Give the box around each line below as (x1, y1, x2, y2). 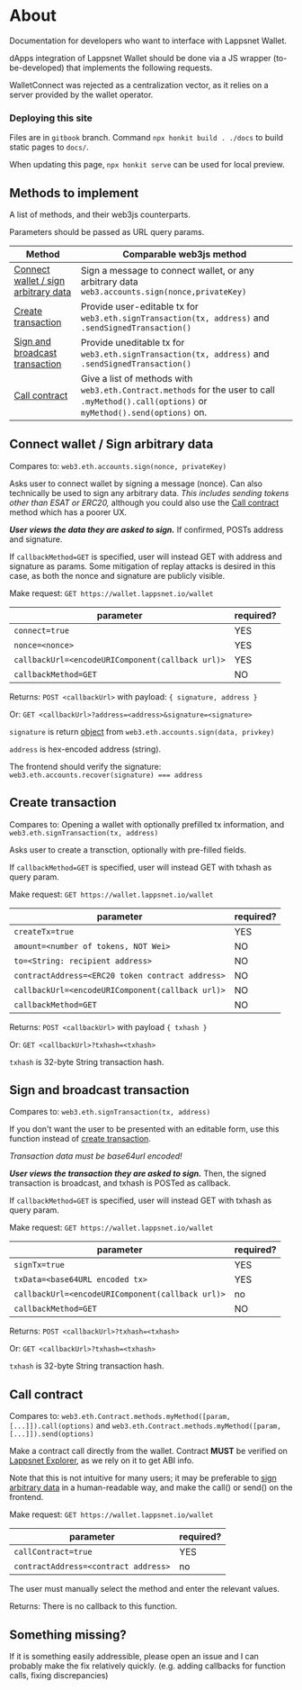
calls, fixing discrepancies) (9, 1670, 109, 1681)
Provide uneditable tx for (80, 337, 185, 349)
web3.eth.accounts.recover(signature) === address (9, 771, 203, 780)
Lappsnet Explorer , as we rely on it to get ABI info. (9, 1455, 195, 1466)
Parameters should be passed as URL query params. (9, 227, 205, 238)
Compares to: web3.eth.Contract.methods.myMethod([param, (9, 1411, 231, 1422)
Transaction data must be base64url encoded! (9, 1151, 182, 1161)
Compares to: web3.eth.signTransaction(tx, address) (9, 1107, 211, 1117)
